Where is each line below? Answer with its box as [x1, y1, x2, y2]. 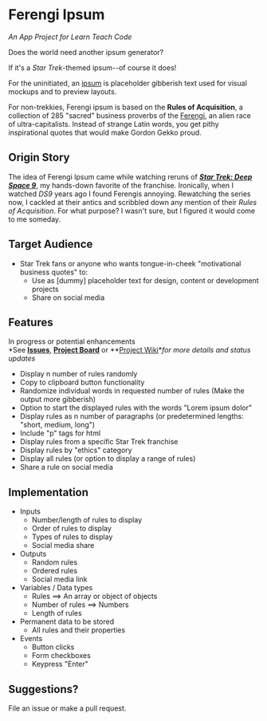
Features [8, 315, 53, 329]
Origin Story [8, 151, 70, 164]
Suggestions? [8, 682, 79, 695]
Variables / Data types [19, 583, 93, 593]
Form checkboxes [31, 651, 92, 660]
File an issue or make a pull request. [8, 703, 127, 713]
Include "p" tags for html [19, 428, 101, 438]
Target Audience [8, 238, 93, 251]
